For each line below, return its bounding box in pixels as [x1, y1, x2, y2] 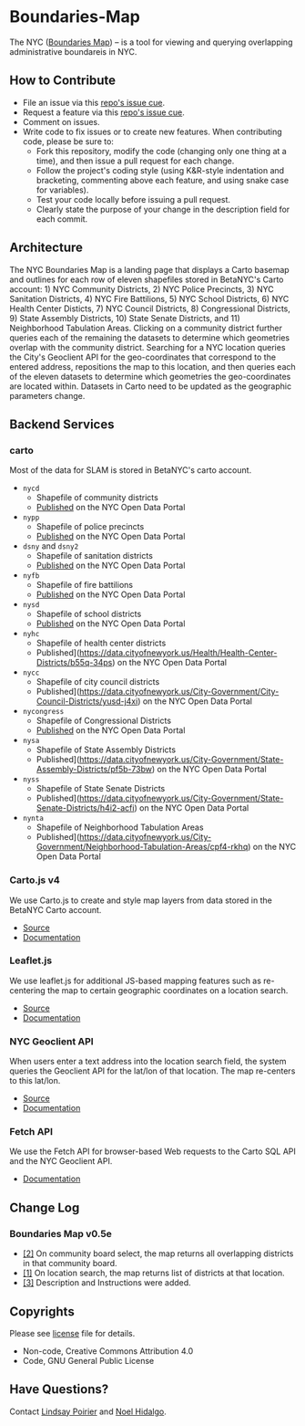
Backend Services [9, 416, 115, 432]
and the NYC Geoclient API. [9, 1156, 113, 1167]
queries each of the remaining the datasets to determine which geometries [9, 331, 290, 343]
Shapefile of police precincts [36, 521, 145, 532]
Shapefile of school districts [36, 609, 142, 620]
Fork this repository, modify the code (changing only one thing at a [36, 145, 287, 156]
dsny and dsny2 [22, 540, 79, 551]
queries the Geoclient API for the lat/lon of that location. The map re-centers [9, 1065, 296, 1076]
